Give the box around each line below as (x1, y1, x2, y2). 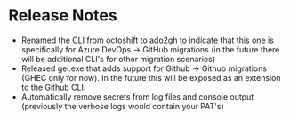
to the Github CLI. (20, 82, 86, 92)
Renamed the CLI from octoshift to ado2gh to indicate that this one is (20, 35, 275, 45)
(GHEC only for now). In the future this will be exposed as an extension (20, 72, 281, 83)
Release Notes (8, 5, 117, 26)
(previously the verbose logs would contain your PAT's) (20, 100, 224, 111)
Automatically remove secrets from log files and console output (20, 91, 254, 102)
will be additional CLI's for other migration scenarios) (20, 53, 215, 64)
